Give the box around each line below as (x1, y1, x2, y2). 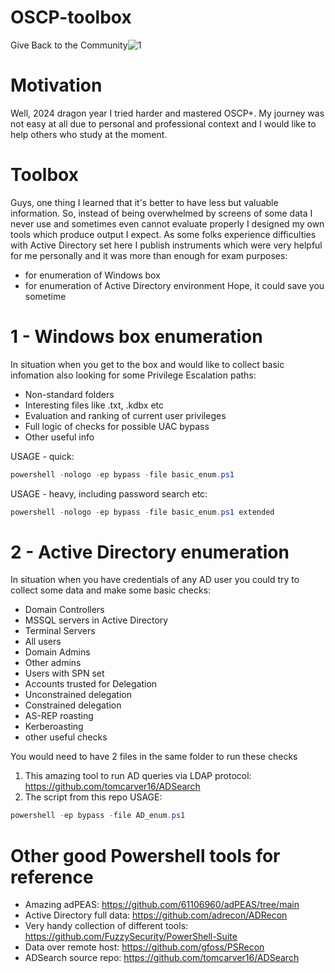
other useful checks (24, 731, 108, 743)
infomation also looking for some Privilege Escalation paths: (10, 369, 257, 381)
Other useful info (24, 431, 95, 443)
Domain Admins (24, 646, 91, 658)
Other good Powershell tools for (10, 844, 281, 867)
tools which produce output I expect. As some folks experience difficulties (10, 228, 317, 240)
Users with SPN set (24, 667, 105, 680)
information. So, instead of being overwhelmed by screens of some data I (10, 207, 313, 219)
